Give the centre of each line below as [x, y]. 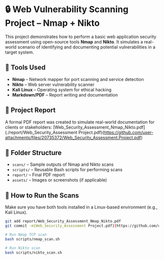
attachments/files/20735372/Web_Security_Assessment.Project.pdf [73, 138]
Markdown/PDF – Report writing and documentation [65, 95]
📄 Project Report [31, 110]
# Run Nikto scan [23, 248]
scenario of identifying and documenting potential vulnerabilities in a [86, 47]
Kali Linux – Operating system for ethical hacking [62, 90]
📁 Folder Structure [33, 152]
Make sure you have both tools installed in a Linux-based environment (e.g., [81, 207]
